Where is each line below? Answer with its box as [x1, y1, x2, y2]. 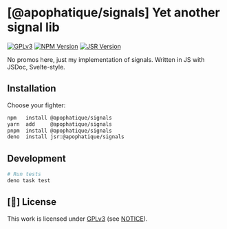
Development [7, 153, 67, 164]
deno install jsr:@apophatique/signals [7, 133, 125, 140]
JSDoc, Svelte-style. [7, 63, 65, 71]
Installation [7, 83, 56, 94]
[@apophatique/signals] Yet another [7, 5, 220, 21]
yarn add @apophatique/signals [7, 120, 112, 128]
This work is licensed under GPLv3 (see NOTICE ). [7, 215, 148, 223]
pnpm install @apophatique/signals [7, 127, 112, 134]
